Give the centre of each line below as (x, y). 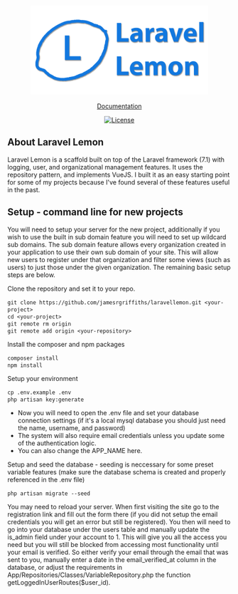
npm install (25, 365)
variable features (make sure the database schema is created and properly (117, 471)
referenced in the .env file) (46, 479)
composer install (33, 358)
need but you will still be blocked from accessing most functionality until (113, 544)
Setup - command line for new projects (95, 212)
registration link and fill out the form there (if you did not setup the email (113, 514)
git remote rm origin (39, 324)
